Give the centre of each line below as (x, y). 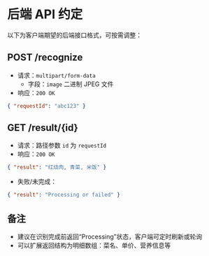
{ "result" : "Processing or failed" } (64, 195)
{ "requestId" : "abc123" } (46, 106)
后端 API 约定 (45, 14)
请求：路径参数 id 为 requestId (62, 145)
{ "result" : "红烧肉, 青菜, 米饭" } (57, 168)
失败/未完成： (37, 182)
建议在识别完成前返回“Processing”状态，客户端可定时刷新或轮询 (110, 236)
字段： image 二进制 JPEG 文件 (71, 84)
